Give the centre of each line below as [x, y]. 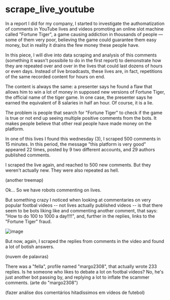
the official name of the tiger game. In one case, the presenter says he [79, 97]
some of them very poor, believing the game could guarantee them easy [81, 40]
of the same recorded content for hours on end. [55, 76]
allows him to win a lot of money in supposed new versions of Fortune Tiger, [85, 92]
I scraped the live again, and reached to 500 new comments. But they [78, 165]
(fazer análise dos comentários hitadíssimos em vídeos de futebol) [75, 292]
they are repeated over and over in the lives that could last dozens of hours [84, 66]
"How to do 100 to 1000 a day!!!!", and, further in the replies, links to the [80, 216]
